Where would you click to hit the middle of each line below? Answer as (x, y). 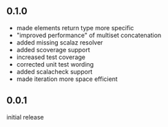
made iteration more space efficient (67, 79)
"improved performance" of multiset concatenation (89, 35)
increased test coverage (51, 57)
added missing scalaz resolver (60, 42)
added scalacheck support (54, 71)
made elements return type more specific (75, 27)
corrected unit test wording (55, 64)
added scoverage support (53, 49)
